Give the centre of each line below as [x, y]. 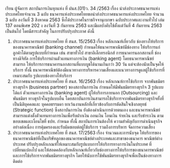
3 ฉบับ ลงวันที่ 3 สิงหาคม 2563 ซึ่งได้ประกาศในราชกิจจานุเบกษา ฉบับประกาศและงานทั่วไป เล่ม [85, 20]
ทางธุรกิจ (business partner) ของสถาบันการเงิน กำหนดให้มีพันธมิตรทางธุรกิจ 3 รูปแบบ [88, 87]
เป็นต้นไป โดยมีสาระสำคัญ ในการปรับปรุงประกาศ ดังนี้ [50, 31]
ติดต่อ [18, 161]
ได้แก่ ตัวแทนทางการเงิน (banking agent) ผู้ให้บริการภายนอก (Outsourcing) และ [85, 93]
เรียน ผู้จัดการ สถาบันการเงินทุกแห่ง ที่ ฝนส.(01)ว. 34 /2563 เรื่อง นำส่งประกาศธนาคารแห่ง [82, 8]
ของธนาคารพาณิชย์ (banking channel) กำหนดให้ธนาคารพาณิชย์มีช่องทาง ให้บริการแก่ [86, 47]
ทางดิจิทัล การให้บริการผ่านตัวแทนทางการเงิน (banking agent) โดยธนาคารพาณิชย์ [83, 58]
